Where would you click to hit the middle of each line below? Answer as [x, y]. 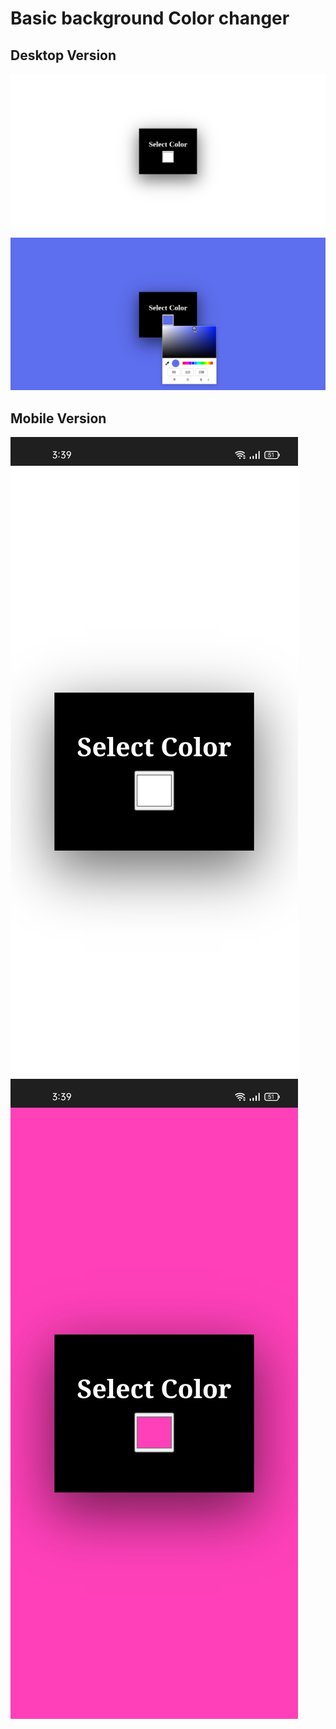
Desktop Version [63, 55]
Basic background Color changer [150, 18]
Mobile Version [58, 418]
